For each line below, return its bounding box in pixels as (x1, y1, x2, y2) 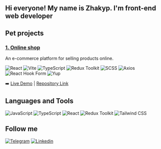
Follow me (5, 125, 38, 133)
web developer (5, 12, 53, 21)
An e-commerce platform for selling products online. (5, 55, 114, 62)
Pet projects (5, 29, 44, 37)
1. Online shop (5, 44, 41, 51)
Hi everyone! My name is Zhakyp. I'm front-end (5, 4, 156, 13)
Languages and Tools (5, 97, 74, 105)
